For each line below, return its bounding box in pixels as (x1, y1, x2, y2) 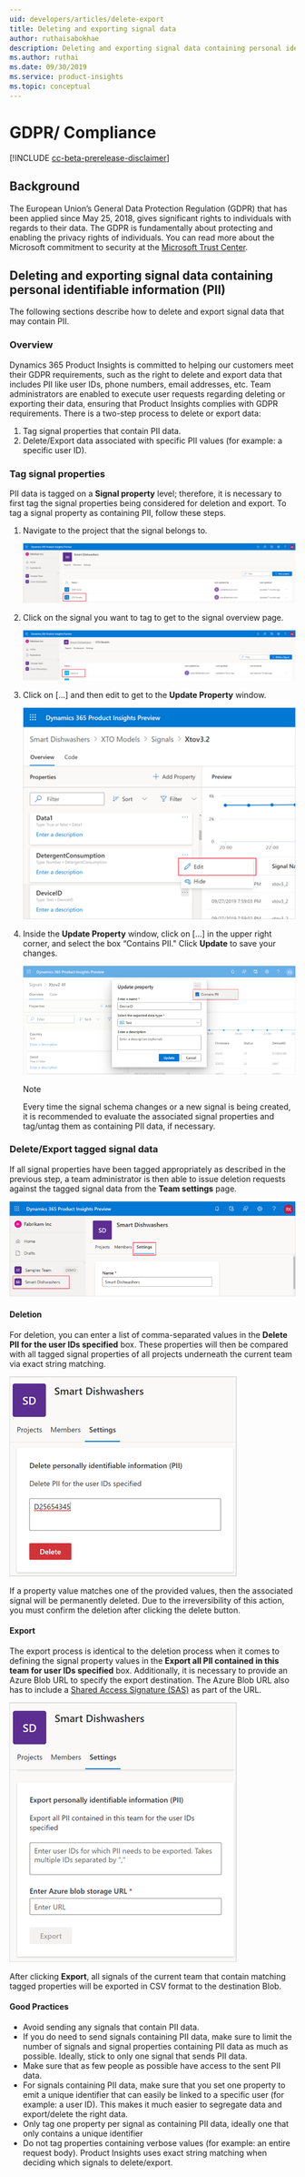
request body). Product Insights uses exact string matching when (22, 2148, 268, 2158)
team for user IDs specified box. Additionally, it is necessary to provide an (9, 1665, 289, 1676)
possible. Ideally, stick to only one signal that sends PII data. (22, 2050, 248, 2061)
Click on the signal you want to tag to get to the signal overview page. (22, 612, 284, 623)
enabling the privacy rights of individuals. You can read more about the (9, 232, 275, 243)
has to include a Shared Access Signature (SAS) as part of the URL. (9, 1684, 261, 1695)
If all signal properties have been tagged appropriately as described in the (9, 1163, 286, 1174)
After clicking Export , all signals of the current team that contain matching (9, 1970, 286, 1981)
